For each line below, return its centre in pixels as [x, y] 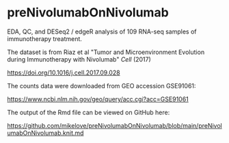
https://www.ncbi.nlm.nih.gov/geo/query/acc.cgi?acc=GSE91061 [98, 99]
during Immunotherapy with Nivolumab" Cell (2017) [79, 59]
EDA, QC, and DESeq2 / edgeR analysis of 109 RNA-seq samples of [102, 31]
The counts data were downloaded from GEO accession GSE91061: [102, 86]
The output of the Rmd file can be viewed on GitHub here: [89, 112]
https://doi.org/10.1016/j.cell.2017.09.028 [64, 73]
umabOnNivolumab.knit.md [45, 133]
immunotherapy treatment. [44, 38]
